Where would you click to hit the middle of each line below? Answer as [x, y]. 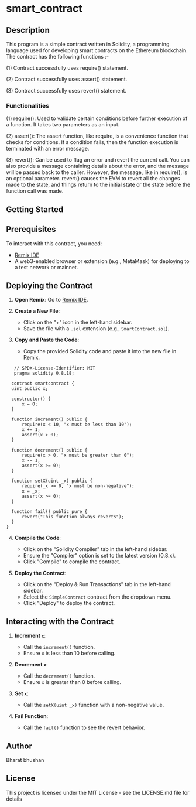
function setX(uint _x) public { [52, 481]
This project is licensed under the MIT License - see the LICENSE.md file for [98, 792]
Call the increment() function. [59, 647]
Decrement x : [31, 665]
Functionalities [28, 105]
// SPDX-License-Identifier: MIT [54, 368]
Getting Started [35, 209]
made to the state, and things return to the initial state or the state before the [98, 185]
